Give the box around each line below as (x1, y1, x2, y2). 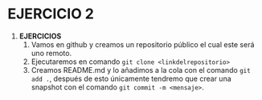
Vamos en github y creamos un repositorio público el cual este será (31, 39, 255, 49)
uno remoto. (31, 48, 72, 58)
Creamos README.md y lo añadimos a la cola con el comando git (31, 65, 251, 74)
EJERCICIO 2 (7, 5, 94, 23)
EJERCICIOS (18, 31, 62, 41)
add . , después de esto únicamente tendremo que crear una (31, 74, 232, 83)
